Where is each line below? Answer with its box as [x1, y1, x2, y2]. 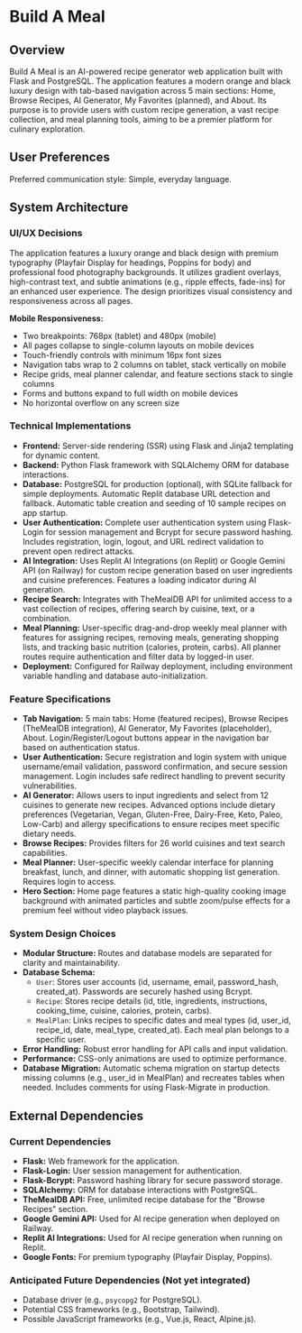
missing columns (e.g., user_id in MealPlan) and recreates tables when [22, 1072, 286, 1083]
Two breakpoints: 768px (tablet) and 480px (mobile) [22, 330, 216, 341]
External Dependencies [9, 1108, 144, 1124]
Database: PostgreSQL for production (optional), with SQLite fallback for [22, 478, 293, 489]
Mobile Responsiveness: [9, 313, 104, 324]
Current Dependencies [9, 1135, 112, 1147]
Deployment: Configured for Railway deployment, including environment [22, 660, 293, 671]
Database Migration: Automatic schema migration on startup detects [22, 1062, 280, 1074]
